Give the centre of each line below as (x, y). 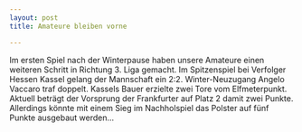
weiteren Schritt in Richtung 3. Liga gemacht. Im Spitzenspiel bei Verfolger (148, 70)
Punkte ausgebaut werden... (62, 118)
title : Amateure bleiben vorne (68, 26)
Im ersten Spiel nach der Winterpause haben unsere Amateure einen (137, 60)
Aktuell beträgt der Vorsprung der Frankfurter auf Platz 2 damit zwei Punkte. (151, 98)
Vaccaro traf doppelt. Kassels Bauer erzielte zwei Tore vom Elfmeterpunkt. (148, 89)
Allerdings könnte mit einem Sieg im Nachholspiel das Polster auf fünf (139, 108)
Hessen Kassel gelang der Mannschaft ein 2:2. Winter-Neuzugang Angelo (147, 79)
